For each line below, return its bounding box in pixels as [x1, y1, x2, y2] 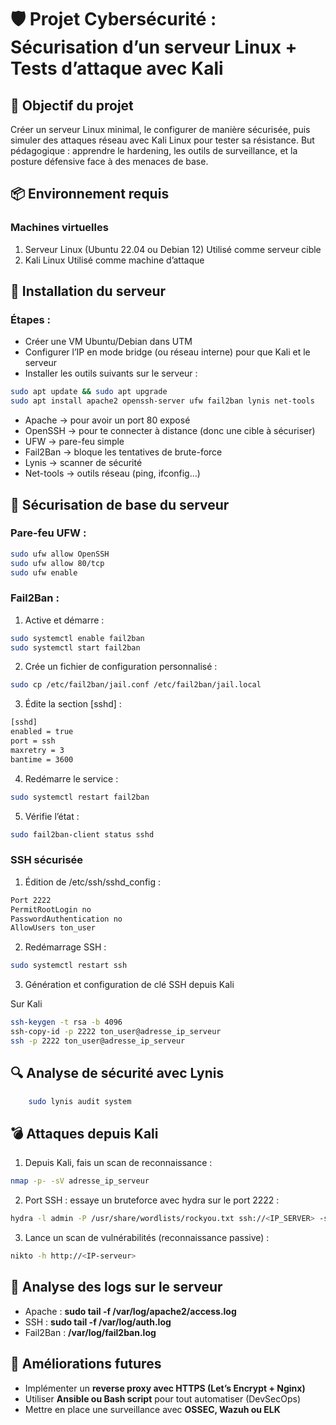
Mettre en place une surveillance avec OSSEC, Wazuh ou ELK [24, 1403, 281, 1415]
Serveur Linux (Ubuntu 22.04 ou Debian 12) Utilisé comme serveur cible [24, 243, 322, 255]
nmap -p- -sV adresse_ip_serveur [10, 1176, 150, 1186]
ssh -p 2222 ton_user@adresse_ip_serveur [10, 1036, 186, 1046]
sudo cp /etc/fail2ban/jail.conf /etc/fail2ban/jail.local [10, 680, 262, 690]
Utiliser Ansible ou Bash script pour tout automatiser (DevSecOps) [24, 1392, 302, 1405]
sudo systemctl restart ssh [10, 961, 128, 971]
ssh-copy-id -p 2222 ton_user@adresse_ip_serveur [10, 1027, 222, 1037]
